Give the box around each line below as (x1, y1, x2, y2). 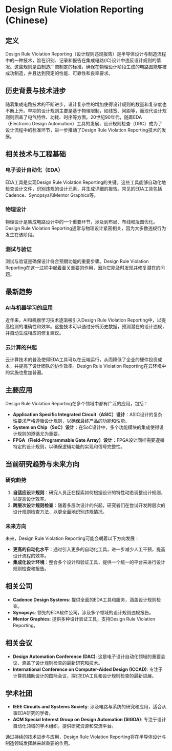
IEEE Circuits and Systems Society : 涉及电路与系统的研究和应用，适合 (12, 704, 162, 710)
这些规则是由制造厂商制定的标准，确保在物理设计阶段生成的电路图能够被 (14, 64, 167, 70)
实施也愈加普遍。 (9, 369, 46, 375)
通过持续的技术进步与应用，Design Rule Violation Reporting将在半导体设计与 (5, 734, 166, 740)
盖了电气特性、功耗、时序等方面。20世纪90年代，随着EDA (18, 114, 142, 120)
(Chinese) (5, 14, 48, 26)
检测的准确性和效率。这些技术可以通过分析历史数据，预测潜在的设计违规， (9, 323, 167, 329)
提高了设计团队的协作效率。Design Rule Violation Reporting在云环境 (18, 363, 162, 369)
